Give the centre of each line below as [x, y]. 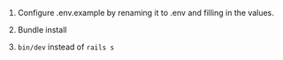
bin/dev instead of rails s [66, 47]
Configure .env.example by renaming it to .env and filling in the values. [145, 13]
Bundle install [42, 30]
